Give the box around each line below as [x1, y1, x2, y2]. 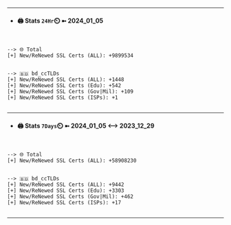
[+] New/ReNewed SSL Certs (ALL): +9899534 [7, 52, 134, 59]
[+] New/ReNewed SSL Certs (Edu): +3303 [7, 187, 125, 194]
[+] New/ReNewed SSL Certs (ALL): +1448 [7, 76, 125, 83]
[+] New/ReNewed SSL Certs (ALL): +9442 [7, 181, 125, 189]
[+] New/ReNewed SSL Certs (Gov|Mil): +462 [7, 193, 134, 200]
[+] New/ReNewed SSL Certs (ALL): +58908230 [7, 157, 137, 165]
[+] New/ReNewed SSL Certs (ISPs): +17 [7, 200, 122, 206]
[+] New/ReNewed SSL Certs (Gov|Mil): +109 [7, 88, 134, 95]
